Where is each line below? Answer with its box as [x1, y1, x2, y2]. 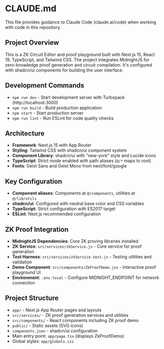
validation [12, 259, 32, 265]
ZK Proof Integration [5, 225, 69, 233]
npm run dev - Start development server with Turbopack [12, 94, 125, 100]
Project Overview [5, 39, 59, 47]
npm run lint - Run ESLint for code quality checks [12, 115, 114, 121]
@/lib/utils [12, 196, 37, 201]
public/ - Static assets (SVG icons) [12, 323, 83, 328]
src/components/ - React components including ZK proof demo [12, 317, 139, 323]
